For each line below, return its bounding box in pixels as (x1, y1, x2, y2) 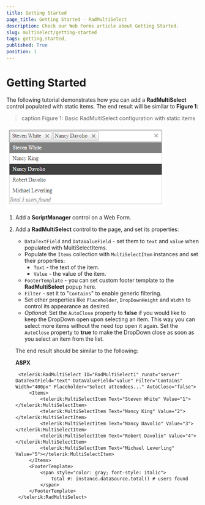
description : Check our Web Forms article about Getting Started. (6, 23, 179, 29)
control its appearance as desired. (24, 302, 111, 309)
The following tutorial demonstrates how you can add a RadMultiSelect (6, 96, 187, 104)
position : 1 (6, 49, 37, 55)
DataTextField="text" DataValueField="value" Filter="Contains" (15, 378, 183, 384)
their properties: (24, 257, 65, 264)
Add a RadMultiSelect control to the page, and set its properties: (15, 226, 179, 233)
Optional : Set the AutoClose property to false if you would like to (24, 309, 187, 316)
